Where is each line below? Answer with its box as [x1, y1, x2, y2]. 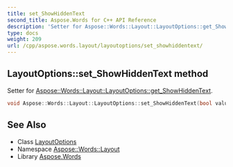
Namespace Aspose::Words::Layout [17, 145, 120, 153]
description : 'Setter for [7, 23, 82, 30]
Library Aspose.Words [17, 152, 82, 160]
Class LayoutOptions [17, 137, 77, 146]
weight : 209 [7, 36, 42, 43]
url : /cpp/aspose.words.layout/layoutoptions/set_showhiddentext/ [7, 42, 203, 49]
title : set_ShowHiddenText [7, 10, 85, 17]
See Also [7, 119, 46, 131]
